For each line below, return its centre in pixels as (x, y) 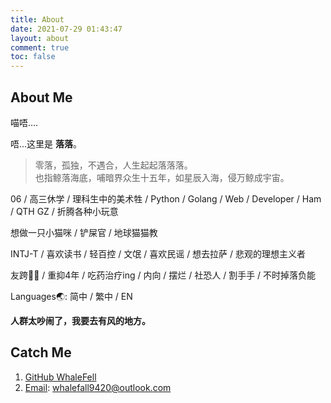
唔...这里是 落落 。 (46, 143)
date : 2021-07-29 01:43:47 (66, 29)
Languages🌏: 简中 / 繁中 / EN (71, 296)
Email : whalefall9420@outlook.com (98, 387)
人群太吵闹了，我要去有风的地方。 (80, 320)
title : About (37, 19)
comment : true (40, 47)
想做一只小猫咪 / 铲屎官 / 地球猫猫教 (84, 232)
